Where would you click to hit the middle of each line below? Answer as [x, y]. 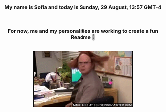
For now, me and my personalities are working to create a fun [83, 31]
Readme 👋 [83, 37]
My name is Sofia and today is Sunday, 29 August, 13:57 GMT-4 [83, 7]
